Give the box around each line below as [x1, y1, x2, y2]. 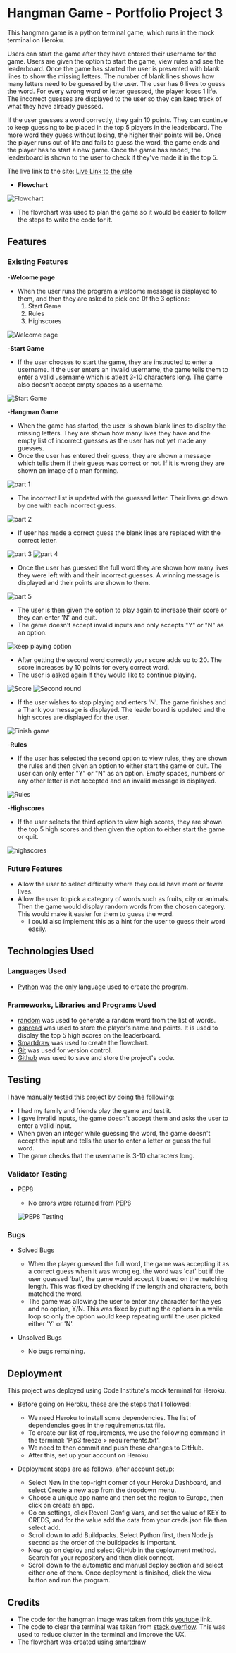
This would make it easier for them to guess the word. [17, 909, 174, 918]
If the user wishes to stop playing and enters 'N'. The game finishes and [17, 697, 227, 707]
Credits [7, 1597, 41, 1609]
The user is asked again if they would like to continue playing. [17, 671, 197, 679]
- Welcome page [7, 273, 55, 282]
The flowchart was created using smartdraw [17, 1637, 147, 1646]
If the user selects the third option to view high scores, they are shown [17, 817, 223, 826]
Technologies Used [7, 945, 94, 957]
